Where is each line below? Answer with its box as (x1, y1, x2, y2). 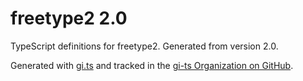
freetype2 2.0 (10, 7, 128, 30)
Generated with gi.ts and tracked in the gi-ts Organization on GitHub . (10, 59, 294, 71)
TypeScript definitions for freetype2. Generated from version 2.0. (10, 40, 279, 52)
